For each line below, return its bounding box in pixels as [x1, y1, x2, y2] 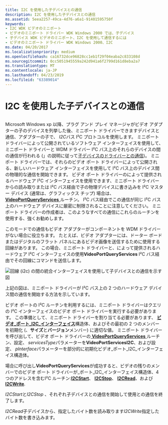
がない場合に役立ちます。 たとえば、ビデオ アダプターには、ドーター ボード [5, 232, 162, 238]
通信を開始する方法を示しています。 [18, 292, 93, 298]
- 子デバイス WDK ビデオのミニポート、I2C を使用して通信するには [5, 36, 127, 41]
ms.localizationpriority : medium [5, 49, 75, 54]
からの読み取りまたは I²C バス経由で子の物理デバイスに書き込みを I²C [5, 184, 149, 190]
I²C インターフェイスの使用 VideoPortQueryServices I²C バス [28, 251, 155, 257]
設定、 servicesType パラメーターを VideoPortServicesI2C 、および [14, 340, 151, 346]
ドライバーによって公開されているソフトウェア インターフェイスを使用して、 [5, 140, 163, 146]
